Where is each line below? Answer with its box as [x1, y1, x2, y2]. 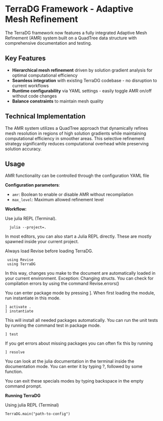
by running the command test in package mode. [5, 322, 101, 329]
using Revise [7, 258, 34, 263]
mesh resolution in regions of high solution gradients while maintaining [5, 130, 147, 136]
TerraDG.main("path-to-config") [5, 412, 70, 417]
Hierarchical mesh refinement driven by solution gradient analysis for [12, 67, 153, 73]
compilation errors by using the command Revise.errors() [5, 281, 120, 286]
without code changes [12, 93, 57, 99]
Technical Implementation [5, 112, 86, 121]
